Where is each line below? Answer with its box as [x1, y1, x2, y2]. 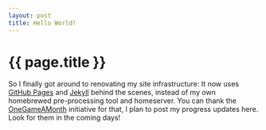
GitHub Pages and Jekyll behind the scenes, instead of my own [8, 88, 217, 97]
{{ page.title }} [8, 53, 107, 71]
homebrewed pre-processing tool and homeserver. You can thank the [8, 96, 237, 105]
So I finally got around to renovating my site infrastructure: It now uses [8, 79, 240, 89]
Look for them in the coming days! [8, 113, 121, 123]
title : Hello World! [8, 19, 77, 27]
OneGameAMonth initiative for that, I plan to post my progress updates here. [8, 105, 259, 114]
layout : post [8, 11, 52, 20]
